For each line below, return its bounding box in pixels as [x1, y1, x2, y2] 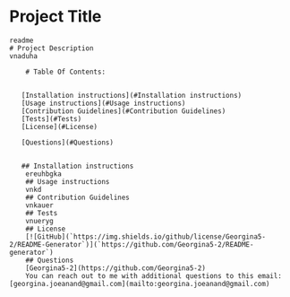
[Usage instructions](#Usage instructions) [21, 99, 186, 108]
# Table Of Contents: [25, 67, 106, 76]
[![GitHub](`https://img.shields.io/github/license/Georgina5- [25, 231, 267, 241]
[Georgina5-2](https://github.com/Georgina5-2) [25, 263, 206, 273]
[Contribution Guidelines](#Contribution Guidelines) [21, 106, 226, 116]
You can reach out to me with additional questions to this [25, 271, 254, 280]
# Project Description [9, 43, 94, 53]
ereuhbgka [25, 169, 63, 179]
